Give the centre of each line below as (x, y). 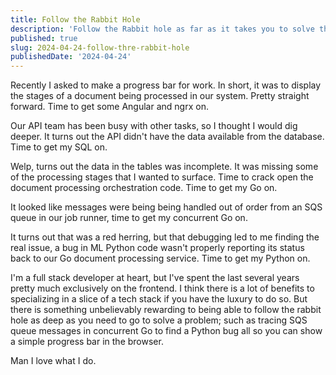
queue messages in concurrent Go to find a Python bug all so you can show (166, 331)
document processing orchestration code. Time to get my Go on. (144, 188)
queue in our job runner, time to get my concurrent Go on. (129, 218)
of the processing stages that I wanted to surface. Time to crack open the (162, 177)
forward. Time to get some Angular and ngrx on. (109, 107)
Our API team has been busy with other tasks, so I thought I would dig (154, 126)
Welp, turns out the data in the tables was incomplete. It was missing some (164, 167)
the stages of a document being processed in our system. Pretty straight (160, 96)
